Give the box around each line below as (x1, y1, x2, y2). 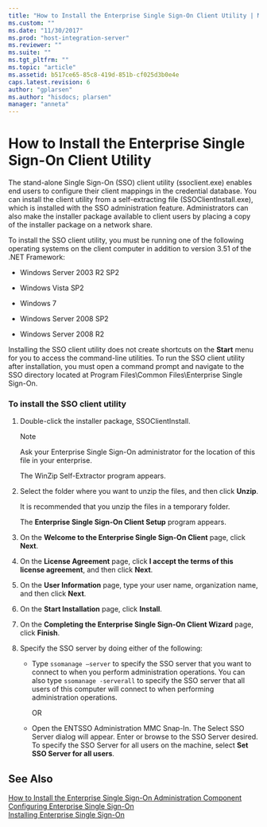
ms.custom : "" (8, 19, 56, 27)
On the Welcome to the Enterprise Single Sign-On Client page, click (19, 533, 246, 542)
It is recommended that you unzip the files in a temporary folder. (19, 502, 230, 511)
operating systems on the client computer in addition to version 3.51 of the (8, 244, 252, 254)
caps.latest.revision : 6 (8, 78, 91, 86)
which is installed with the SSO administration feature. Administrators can (8, 204, 249, 213)
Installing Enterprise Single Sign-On (8, 810, 125, 820)
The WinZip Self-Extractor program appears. (19, 471, 167, 481)
